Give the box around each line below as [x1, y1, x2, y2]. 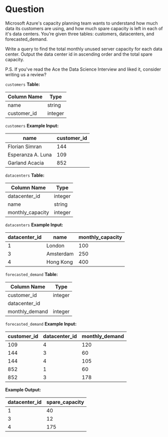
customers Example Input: [5, 122, 59, 128]
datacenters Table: [5, 172, 45, 178]
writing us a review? [5, 71, 47, 77]
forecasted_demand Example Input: [5, 321, 77, 327]
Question [5, 4, 44, 15]
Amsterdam [46, 250, 74, 257]
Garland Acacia [8, 159, 44, 166]
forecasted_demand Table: [5, 271, 58, 277]
